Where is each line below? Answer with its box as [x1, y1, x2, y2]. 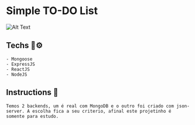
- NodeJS [6, 72, 28, 77]
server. [6, 108, 25, 114]
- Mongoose [6, 56, 33, 62]
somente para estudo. [6, 113, 59, 119]
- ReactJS [6, 66, 30, 72]
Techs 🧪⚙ [6, 40, 43, 50]
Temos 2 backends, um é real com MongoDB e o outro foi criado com [6, 103, 175, 109]
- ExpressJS [6, 61, 35, 67]
